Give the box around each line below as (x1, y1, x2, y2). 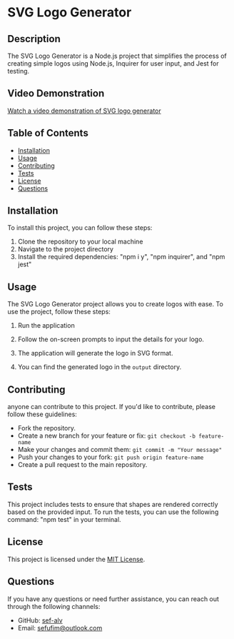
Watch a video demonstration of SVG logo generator (7, 106, 162, 115)
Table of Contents (7, 127, 89, 139)
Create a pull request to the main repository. (17, 461, 148, 469)
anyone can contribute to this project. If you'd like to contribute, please (7, 403, 216, 411)
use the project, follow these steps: (7, 308, 111, 316)
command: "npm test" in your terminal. (7, 515, 121, 523)
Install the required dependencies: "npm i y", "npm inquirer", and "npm (17, 253, 225, 261)
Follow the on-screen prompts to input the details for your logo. (17, 335, 205, 343)
